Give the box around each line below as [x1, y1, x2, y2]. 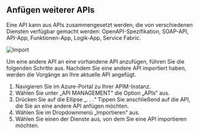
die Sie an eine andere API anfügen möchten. [15, 102, 129, 110]
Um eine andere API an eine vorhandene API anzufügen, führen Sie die [6, 58, 185, 65]
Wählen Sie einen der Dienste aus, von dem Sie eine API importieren [15, 115, 187, 122]
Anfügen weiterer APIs [6, 5, 95, 15]
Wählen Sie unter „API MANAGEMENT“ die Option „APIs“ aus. [15, 89, 170, 97]
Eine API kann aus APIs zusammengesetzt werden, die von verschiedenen [6, 21, 194, 28]
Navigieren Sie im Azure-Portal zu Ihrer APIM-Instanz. [15, 83, 151, 90]
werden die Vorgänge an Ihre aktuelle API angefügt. [6, 70, 136, 78]
